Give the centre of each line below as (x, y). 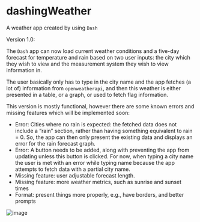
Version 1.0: (21, 39)
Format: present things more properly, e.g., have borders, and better (99, 194)
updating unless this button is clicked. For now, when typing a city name (104, 156)
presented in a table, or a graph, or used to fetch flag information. (87, 94)
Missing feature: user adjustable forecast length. (75, 175)
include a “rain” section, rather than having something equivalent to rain (104, 131)
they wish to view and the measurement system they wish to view (88, 64)
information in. (24, 70)
